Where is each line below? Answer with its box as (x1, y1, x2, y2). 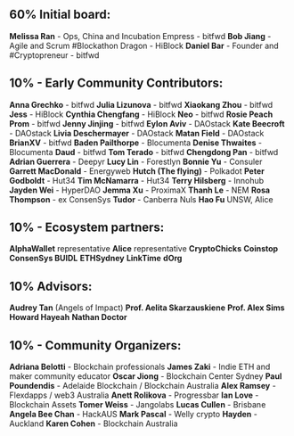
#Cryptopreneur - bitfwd (9, 49, 100, 61)
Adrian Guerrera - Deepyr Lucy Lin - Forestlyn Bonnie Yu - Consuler (9, 156, 263, 167)
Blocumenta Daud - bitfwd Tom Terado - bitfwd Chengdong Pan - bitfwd (9, 146, 279, 157)
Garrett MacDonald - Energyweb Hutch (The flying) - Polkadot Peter (9, 165, 265, 177)
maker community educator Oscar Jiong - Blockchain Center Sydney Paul (9, 371, 282, 382)
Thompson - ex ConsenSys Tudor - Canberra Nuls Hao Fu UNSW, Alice (9, 193, 274, 204)
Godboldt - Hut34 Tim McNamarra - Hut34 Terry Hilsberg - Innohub (9, 175, 265, 185)
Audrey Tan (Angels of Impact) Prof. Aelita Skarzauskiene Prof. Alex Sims (9, 302, 285, 313)
